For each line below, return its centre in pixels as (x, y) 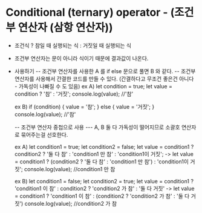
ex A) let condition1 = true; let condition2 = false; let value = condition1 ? (104, 146)
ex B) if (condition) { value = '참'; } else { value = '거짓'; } (84, 106)
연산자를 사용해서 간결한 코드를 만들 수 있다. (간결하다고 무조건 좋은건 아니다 (104, 79)
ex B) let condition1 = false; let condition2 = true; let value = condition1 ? (104, 181)
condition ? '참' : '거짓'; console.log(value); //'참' (74, 94)
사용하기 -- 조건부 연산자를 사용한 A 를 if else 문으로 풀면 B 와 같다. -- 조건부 (105, 71)
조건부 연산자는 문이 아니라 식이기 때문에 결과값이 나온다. (81, 58)
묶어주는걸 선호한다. (44, 134)
